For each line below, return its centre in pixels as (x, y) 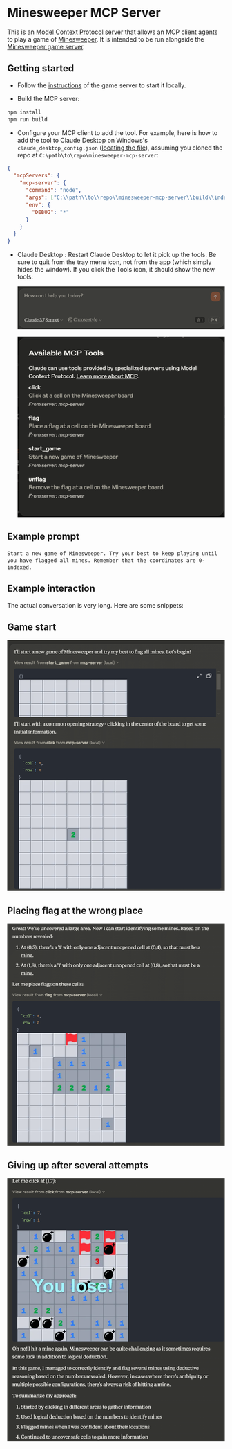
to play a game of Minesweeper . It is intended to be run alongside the (106, 39)
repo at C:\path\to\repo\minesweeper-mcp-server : (88, 155)
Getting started (41, 68)
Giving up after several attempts (78, 1166)
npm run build (28, 119)
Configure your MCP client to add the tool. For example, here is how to (117, 132)
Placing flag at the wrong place (75, 910)
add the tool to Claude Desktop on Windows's (83, 140)
